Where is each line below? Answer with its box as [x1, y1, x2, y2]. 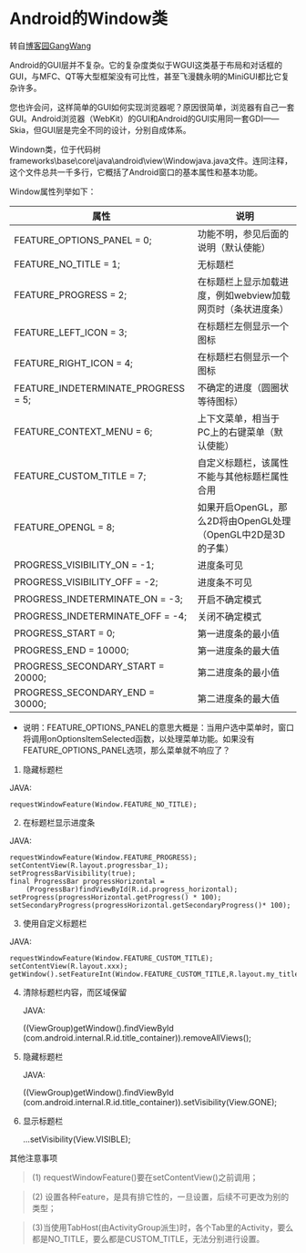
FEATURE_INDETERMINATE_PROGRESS [14, 382, 185, 395]
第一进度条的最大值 [197, 644, 280, 657]
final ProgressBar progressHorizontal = [9, 877, 166, 886]
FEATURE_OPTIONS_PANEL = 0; [14, 233, 152, 246]
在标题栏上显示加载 [197, 275, 280, 288]
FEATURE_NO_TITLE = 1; [14, 257, 121, 270]
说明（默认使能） [197, 241, 271, 253]
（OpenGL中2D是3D [197, 528, 285, 540]
